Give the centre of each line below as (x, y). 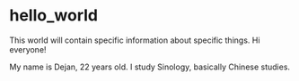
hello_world (54, 16)
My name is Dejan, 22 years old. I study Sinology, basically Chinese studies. (149, 67)
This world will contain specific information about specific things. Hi (135, 40)
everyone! (28, 49)
